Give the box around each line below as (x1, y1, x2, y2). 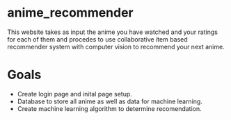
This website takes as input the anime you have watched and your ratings (7, 28, 218, 36)
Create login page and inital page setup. (17, 89, 132, 98)
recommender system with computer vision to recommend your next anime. (7, 42, 225, 51)
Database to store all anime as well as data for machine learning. (17, 97, 203, 105)
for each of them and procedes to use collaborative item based (7, 35, 188, 43)
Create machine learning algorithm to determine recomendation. (17, 104, 202, 112)
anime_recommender (7, 5, 134, 21)
